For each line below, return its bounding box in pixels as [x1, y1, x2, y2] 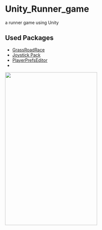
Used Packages [5, 34, 54, 42]
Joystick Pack [12, 52, 41, 58]
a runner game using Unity [5, 20, 59, 25]
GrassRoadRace [12, 46, 45, 52]
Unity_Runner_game [5, 3, 89, 15]
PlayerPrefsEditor [12, 57, 48, 63]
